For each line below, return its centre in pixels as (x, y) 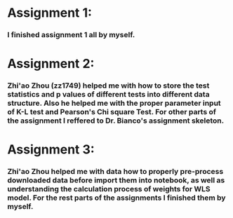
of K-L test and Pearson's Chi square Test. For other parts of (112, 112)
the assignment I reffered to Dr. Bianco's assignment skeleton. (116, 121)
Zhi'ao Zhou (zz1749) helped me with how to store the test (108, 86)
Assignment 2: (51, 64)
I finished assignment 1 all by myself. (71, 35)
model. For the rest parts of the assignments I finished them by (116, 198)
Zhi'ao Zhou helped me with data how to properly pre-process (115, 172)
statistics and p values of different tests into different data (108, 95)
